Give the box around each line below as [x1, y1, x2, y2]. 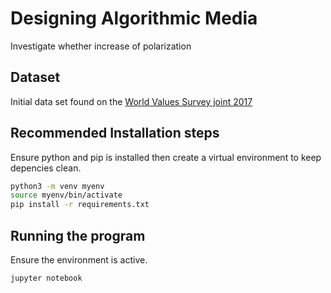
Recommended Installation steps [10, 125, 220, 142]
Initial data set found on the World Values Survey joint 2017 [10, 95, 253, 107]
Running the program [10, 227, 146, 244]
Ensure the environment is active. [10, 254, 148, 266]
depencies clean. [10, 162, 82, 174]
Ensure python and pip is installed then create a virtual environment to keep [10, 151, 322, 163]
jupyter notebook [10, 273, 83, 283]
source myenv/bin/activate [10, 190, 123, 201]
